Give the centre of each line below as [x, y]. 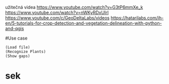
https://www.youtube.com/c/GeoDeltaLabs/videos [57, 18]
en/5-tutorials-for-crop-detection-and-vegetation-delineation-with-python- [83, 23]
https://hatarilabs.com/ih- [137, 18]
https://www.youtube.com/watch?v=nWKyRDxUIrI [57, 12]
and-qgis [15, 28]
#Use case [16, 38]
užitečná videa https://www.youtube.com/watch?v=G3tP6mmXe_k [74, 7]
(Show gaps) [18, 56]
